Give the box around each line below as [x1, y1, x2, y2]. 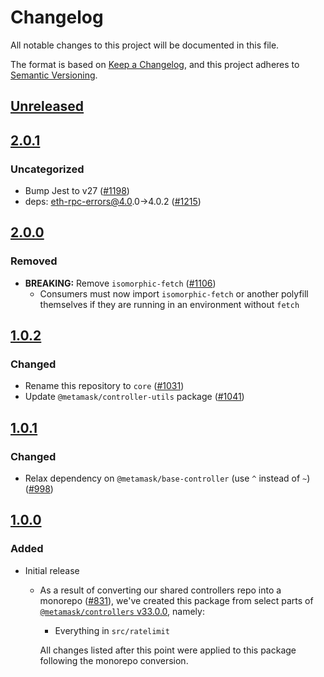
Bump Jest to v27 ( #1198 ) [24, 185, 130, 197]
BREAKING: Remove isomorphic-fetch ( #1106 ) [24, 277, 217, 289]
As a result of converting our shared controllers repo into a [39, 584, 282, 596]
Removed [10, 254, 58, 268]
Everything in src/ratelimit [54, 624, 170, 636]
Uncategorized [10, 162, 85, 176]
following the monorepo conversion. [39, 654, 189, 666]
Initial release [24, 564, 80, 576]
